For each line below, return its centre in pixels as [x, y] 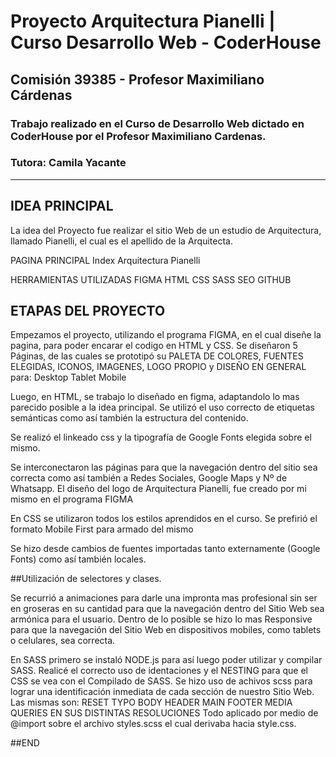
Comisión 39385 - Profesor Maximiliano [137, 79]
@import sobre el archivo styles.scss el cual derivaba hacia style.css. [153, 724]
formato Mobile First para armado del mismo [102, 529]
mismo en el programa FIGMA [72, 499]
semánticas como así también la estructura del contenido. [129, 418]
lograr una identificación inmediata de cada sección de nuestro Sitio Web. [162, 692]
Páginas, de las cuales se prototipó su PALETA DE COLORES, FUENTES [157, 356]
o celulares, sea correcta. [63, 641]
